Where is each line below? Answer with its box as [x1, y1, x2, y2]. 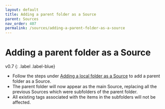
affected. [12, 100, 31, 106]
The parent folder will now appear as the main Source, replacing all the [12, 84, 157, 90]
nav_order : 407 [5, 21, 37, 26]
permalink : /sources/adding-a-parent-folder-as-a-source [5, 26, 125, 31]
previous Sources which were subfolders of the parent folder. [12, 89, 138, 95]
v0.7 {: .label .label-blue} [5, 63, 55, 69]
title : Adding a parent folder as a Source [5, 12, 97, 17]
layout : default [5, 7, 39, 12]
